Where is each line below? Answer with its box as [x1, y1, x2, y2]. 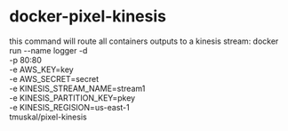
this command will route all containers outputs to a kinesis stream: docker [9, 36, 279, 46]
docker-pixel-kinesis [9, 6, 167, 27]
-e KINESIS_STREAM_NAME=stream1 [9, 83, 146, 94]
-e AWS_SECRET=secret [9, 73, 100, 84]
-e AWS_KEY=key [9, 64, 74, 75]
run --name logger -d [9, 45, 88, 55]
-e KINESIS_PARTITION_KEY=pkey [9, 92, 136, 103]
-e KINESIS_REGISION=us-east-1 [9, 102, 131, 112]
